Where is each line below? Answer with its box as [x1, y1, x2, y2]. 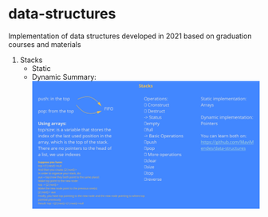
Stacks [19, 55, 43, 65]
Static [31, 63, 52, 73]
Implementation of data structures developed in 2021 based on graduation [8, 31, 252, 41]
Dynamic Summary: [31, 72, 97, 81]
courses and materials [8, 39, 81, 49]
